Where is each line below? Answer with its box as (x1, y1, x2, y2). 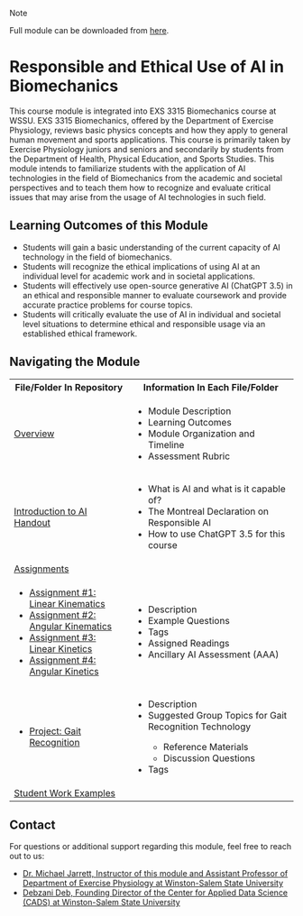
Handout (14, 516, 51, 528)
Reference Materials (163, 740, 249, 753)
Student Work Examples (14, 786, 115, 799)
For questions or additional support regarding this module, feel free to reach (9, 841, 291, 852)
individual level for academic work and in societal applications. (22, 270, 255, 281)
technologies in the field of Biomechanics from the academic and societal (9, 172, 282, 183)
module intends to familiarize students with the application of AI (9, 162, 246, 174)
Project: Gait (29, 725, 81, 737)
